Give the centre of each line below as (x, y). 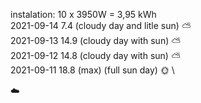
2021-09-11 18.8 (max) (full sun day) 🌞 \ (92, 70)
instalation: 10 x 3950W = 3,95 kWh (83, 14)
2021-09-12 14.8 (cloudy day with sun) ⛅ (95, 55)
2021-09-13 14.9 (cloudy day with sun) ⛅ (96, 40)
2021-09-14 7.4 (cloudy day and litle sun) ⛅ (101, 25)
